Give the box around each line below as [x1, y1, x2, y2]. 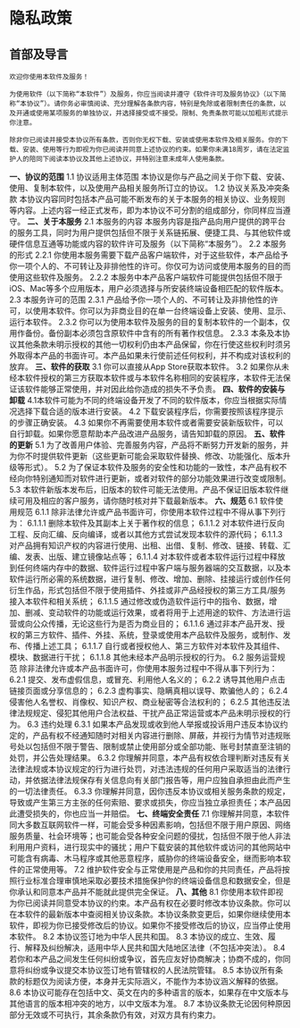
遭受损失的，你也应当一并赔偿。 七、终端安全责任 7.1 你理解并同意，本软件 [16, 808, 290, 819]
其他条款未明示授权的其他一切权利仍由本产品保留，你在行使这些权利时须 [16, 339, 283, 350]
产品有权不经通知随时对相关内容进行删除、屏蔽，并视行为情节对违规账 [32, 730, 291, 740]
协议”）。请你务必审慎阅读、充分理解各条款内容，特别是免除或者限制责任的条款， [26, 99, 279, 108]
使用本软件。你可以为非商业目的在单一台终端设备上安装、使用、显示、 [32, 306, 291, 316]
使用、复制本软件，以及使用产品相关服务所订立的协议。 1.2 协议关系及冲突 [9, 182, 283, 193]
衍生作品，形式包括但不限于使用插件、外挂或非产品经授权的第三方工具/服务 [9, 585, 287, 595]
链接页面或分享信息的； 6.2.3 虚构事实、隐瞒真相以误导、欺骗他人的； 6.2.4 [9, 686, 288, 695]
